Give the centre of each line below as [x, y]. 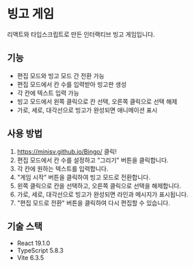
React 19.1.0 [33, 243]
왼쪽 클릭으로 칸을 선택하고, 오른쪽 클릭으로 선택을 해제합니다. [99, 186]
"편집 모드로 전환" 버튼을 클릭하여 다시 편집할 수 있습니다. [94, 203]
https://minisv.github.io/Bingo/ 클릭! [67, 151]
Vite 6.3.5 [30, 258]
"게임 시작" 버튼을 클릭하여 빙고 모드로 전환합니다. [83, 177]
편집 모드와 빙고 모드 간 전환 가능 [60, 75]
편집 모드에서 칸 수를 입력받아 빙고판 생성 [72, 84]
